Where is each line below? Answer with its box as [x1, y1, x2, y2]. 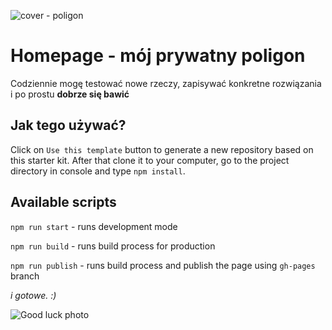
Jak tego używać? [10, 117, 127, 134]
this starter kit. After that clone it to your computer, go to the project [10, 154, 290, 166]
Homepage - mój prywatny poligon [10, 45, 306, 67]
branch [10, 270, 40, 282]
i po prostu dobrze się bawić [10, 88, 130, 100]
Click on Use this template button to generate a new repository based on [10, 143, 314, 155]
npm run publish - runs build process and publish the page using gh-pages [10, 259, 316, 271]
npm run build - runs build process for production [10, 240, 216, 252]
